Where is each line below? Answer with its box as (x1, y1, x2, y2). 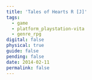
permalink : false (6, 64, 50, 71)
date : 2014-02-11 (6, 59, 50, 65)
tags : (6, 14, 20, 20)
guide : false (6, 48, 39, 54)
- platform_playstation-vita (11, 25, 85, 32)
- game (11, 20, 28, 26)
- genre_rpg (11, 31, 42, 37)
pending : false (6, 54, 44, 60)
